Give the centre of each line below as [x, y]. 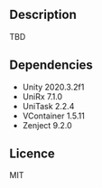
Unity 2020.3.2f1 [53, 87]
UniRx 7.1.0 [42, 96]
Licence [32, 154]
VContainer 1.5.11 [54, 116]
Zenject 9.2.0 [47, 125]
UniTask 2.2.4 [48, 106]
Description [43, 15]
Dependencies [51, 66]
